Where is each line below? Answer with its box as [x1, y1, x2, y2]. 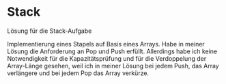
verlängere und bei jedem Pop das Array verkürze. [7, 69, 149, 77]
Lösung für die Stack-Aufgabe [7, 27, 92, 35]
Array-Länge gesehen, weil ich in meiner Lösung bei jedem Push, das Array [7, 61, 220, 70]
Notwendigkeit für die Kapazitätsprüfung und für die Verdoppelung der [7, 54, 207, 62]
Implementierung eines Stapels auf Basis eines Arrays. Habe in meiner [7, 40, 205, 48]
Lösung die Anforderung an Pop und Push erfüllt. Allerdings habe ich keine [7, 47, 217, 55]
